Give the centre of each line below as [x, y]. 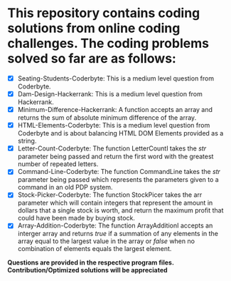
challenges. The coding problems [108, 44]
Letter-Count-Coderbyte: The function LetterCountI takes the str [112, 148]
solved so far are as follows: [92, 59]
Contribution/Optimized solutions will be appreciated [88, 270]
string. [27, 141]
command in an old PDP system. [65, 188]
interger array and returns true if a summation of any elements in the [118, 234]
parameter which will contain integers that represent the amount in [115, 203]
